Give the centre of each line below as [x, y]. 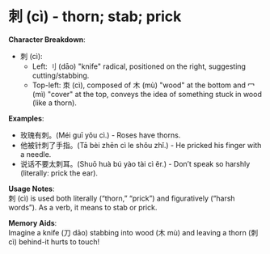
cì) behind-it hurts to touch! [54, 241]
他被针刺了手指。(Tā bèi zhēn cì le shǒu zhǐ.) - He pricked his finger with [141, 145]
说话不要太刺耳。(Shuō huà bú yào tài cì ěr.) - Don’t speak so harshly [135, 163]
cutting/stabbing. [61, 75]
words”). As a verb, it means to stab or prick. [83, 207]
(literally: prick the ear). [59, 173]
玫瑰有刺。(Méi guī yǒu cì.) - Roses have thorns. [100, 135]
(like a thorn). [54, 103]
